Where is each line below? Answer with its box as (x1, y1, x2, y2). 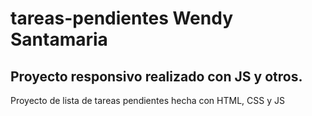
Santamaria (10, 28, 108, 51)
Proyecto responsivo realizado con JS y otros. (10, 68, 303, 85)
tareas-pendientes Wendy (10, 7, 234, 30)
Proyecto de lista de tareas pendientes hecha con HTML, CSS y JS (10, 95, 285, 106)
